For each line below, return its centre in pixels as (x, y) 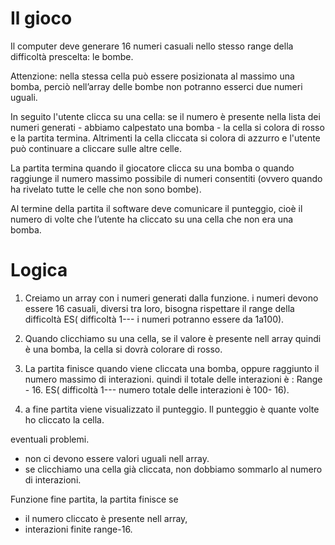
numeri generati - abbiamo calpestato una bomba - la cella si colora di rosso (167, 127)
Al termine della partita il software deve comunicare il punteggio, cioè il (156, 208)
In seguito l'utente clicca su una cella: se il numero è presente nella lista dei (165, 116)
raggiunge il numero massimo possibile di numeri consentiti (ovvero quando (166, 178)
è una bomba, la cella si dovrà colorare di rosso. (123, 349)
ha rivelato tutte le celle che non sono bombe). (106, 189)
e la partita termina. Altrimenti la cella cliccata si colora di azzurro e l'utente (165, 138)
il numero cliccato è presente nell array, (106, 518)
